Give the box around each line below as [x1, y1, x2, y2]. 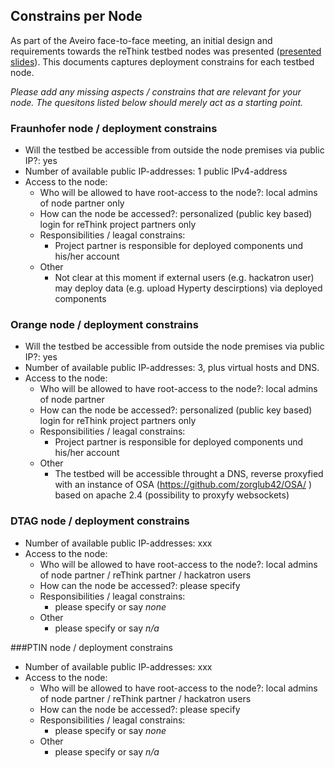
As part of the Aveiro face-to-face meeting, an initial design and [10, 34, 273, 46]
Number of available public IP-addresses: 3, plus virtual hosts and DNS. [24, 362, 320, 374]
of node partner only [39, 197, 125, 209]
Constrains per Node [10, 8, 143, 25]
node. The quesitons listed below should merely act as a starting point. [10, 96, 304, 108]
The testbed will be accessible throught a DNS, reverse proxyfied [54, 468, 324, 480]
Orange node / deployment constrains [10, 318, 199, 332]
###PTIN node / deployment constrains [10, 641, 173, 653]
